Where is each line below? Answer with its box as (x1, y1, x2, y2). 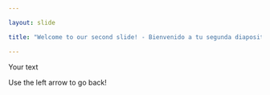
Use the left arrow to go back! (8, 77, 107, 87)
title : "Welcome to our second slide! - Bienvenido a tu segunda (8, 33, 231, 41)
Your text (8, 61, 39, 72)
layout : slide (8, 18, 56, 26)
